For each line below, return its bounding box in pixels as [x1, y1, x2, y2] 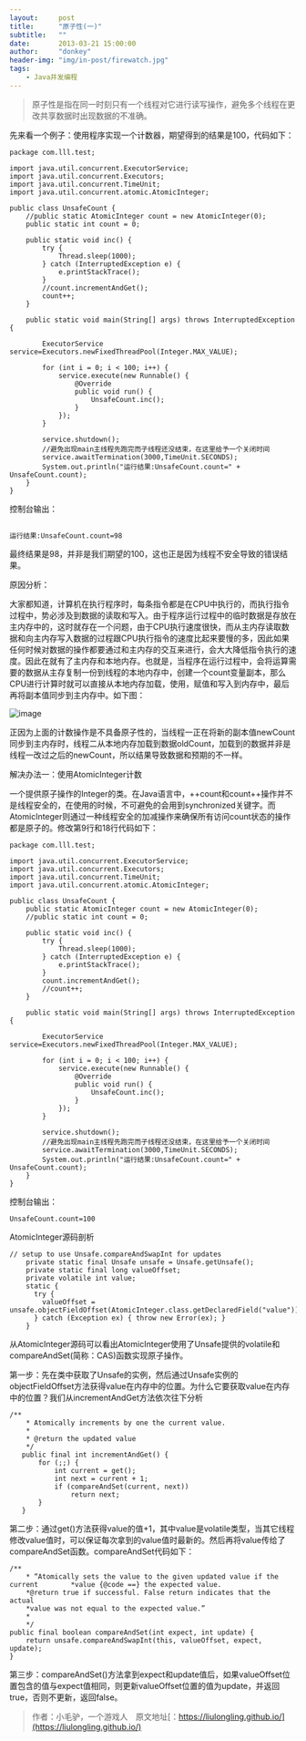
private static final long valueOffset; [25, 1265, 181, 1274]
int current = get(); [54, 1466, 137, 1475]
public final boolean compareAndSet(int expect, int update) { [9, 1628, 255, 1637]
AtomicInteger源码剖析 [9, 1231, 95, 1242]
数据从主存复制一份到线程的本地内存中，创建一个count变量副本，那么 [25, 666, 287, 677]
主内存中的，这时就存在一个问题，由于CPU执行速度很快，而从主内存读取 [9, 621, 282, 632]
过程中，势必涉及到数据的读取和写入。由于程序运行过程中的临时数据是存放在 [9, 610, 297, 621]
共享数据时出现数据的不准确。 [39, 110, 152, 121]
